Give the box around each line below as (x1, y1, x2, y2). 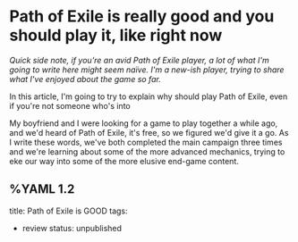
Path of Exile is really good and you (9, 6, 275, 27)
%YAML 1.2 (9, 181, 75, 197)
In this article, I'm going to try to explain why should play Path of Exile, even (9, 91, 288, 102)
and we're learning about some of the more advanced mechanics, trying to (9, 146, 285, 157)
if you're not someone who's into (9, 100, 132, 111)
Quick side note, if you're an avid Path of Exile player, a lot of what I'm (9, 54, 270, 65)
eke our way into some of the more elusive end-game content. (9, 155, 239, 166)
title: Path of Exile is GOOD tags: (9, 205, 128, 216)
